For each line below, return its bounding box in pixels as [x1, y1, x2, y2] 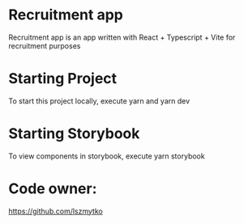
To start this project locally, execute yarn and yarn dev [8, 95, 190, 106]
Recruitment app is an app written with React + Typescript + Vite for [8, 32, 236, 42]
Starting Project [8, 70, 118, 88]
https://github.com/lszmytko [8, 206, 103, 216]
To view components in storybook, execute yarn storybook [8, 151, 205, 161]
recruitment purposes [8, 40, 81, 50]
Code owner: [8, 180, 97, 197]
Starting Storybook [8, 125, 140, 143]
